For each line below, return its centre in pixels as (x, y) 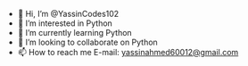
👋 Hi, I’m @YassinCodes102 (68, 14)
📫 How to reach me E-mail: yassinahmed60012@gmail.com (128, 52)
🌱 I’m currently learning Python (74, 33)
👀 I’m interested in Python (65, 23)
